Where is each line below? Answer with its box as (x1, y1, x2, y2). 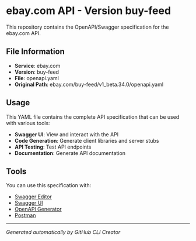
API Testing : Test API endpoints (14, 143, 92, 150)
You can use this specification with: (6, 182, 92, 189)
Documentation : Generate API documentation (14, 149, 125, 156)
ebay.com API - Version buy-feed (6, 4, 171, 18)
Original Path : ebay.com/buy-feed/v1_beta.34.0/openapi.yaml (14, 81, 164, 88)
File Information (6, 47, 65, 57)
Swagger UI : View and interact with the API (14, 130, 119, 138)
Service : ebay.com (14, 62, 61, 69)
